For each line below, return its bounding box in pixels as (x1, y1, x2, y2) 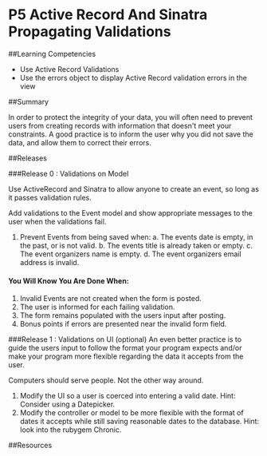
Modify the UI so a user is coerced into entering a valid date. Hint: (19, 391, 236, 401)
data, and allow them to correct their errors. (8, 137, 151, 147)
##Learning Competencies (8, 49, 96, 58)
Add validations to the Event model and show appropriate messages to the (8, 208, 253, 217)
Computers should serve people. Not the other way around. (8, 375, 204, 385)
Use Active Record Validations (19, 64, 120, 73)
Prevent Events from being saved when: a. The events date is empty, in (19, 232, 253, 241)
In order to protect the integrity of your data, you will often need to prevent (8, 112, 253, 121)
